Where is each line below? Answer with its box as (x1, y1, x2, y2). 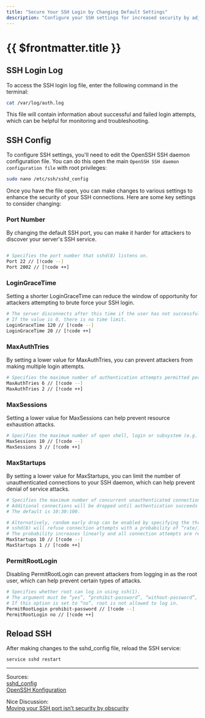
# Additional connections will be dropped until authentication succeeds (6, 502, 198, 509)
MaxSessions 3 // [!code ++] (6, 444, 81, 450)
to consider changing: (6, 200, 62, 208)
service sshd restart (6, 656, 62, 663)
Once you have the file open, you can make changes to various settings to (6, 187, 193, 194)
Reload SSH (6, 628, 52, 639)
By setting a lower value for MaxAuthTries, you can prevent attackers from (6, 356, 193, 364)
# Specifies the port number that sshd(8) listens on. (6, 253, 149, 259)
